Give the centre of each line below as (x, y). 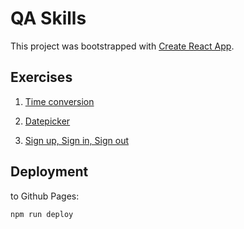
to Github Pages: (45, 196)
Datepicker (47, 121)
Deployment (49, 172)
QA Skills (48, 18)
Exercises (41, 77)
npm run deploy (42, 214)
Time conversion (59, 101)
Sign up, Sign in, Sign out (77, 140)
